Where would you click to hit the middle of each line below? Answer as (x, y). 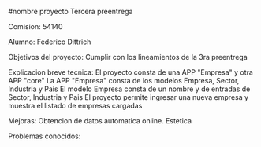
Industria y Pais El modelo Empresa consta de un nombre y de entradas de (129, 89)
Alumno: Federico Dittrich (50, 42)
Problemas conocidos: (45, 136)
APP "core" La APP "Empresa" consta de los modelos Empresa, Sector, (124, 81)
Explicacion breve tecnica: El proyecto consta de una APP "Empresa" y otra (131, 72)
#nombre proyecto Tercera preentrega (71, 11)
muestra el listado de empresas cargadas (75, 106)
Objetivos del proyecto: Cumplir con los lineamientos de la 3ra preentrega (128, 57)
